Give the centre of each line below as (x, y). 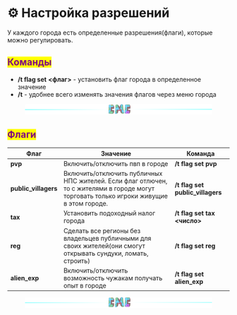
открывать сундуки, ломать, (106, 253)
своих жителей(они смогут (104, 246)
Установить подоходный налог (109, 213)
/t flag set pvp (196, 163)
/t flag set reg (195, 246)
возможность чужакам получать (113, 278)
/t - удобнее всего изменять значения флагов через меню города (117, 94)
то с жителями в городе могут (109, 189)
